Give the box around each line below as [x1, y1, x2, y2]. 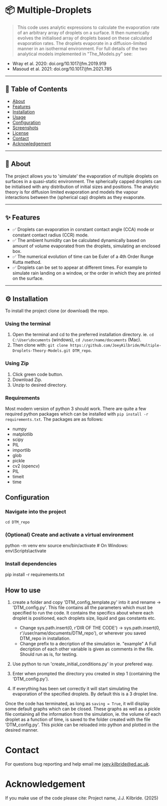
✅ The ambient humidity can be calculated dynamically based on [12, 237, 146, 243]
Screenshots [12, 125, 39, 131]
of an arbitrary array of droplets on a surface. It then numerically [17, 29, 150, 35]
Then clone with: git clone [12, 342, 68, 348]
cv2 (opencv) [12, 463, 40, 469]
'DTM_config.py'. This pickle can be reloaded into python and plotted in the [5, 722, 159, 728]
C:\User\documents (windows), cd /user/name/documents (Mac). [12, 337, 142, 343]
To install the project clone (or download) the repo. [5, 308, 109, 314]
